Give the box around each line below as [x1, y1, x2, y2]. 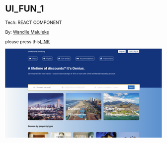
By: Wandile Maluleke [5, 29, 49, 35]
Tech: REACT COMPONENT [5, 19, 62, 25]
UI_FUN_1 [5, 3, 44, 14]
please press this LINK [5, 38, 50, 45]
